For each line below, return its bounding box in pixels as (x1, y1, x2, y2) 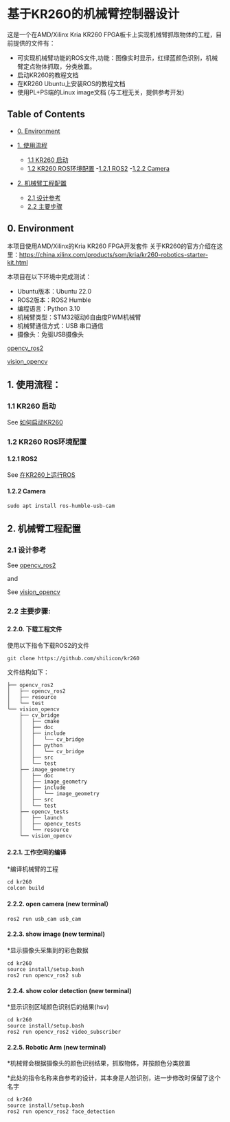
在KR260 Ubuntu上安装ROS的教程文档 (16, 79, 126, 88)
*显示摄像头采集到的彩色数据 (7, 946, 89, 955)
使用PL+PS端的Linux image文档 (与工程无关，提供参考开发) (16, 88, 185, 96)
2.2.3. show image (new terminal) (7, 930, 105, 938)
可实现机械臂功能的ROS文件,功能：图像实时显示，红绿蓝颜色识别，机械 (16, 53, 218, 62)
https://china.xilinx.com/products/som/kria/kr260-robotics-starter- (19, 250, 208, 258)
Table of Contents (7, 108, 86, 121)
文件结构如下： (7, 668, 49, 676)
